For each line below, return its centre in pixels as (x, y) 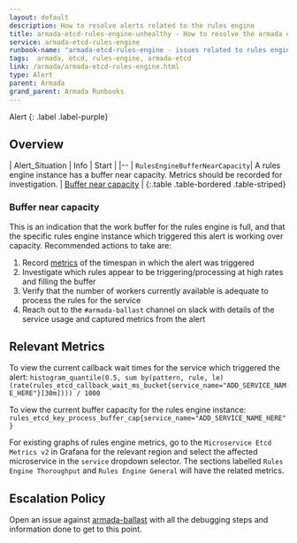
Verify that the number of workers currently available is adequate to (145, 291)
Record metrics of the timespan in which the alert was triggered (138, 263)
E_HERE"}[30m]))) (41, 394)
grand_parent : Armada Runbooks (67, 91)
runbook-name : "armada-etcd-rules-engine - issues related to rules (138, 50)
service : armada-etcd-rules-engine (75, 42)
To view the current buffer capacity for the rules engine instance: (128, 410)
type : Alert (31, 75)
